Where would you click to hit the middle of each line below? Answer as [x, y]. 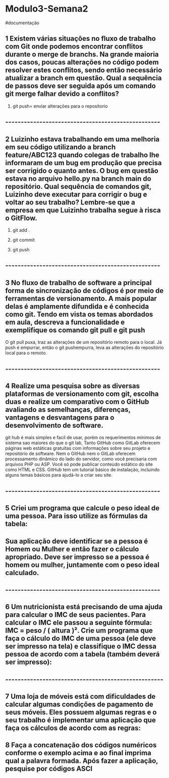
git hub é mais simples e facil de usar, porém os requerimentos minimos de [83, 438]
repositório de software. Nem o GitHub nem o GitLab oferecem [70, 454]
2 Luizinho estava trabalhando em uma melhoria [82, 139]
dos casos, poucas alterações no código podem [82, 62]
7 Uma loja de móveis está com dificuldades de [80, 696]
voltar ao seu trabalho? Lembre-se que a [70, 202]
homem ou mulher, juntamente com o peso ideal [82, 565]
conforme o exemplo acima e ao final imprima [78, 753]
